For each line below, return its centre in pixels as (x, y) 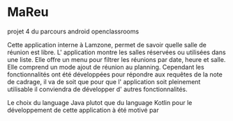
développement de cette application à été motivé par (83, 110)
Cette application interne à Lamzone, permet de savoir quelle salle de (107, 45)
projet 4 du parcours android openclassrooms (73, 31)
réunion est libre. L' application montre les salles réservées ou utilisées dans (116, 52)
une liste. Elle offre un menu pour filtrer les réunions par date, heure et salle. (116, 59)
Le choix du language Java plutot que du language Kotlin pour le (100, 102)
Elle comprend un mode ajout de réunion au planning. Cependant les (106, 67)
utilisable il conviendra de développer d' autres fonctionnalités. (98, 89)
